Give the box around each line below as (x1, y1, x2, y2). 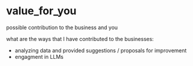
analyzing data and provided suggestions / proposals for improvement (14, 46, 187, 54)
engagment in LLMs (14, 53, 64, 60)
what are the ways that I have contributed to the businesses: (6, 35, 154, 42)
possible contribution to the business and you (6, 24, 118, 31)
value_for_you (6, 4, 77, 18)
